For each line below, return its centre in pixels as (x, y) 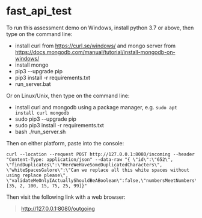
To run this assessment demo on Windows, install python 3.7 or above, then (100, 28)
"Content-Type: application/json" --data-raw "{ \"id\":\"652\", (90, 159)
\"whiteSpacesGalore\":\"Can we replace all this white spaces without (98, 170)
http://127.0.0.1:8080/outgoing (58, 208)
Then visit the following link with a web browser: (66, 197)
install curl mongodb (42, 113)
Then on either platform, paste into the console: (65, 143)
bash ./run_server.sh (40, 132)
